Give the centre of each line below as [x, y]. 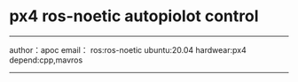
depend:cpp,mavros [46, 60]
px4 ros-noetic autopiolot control [134, 16]
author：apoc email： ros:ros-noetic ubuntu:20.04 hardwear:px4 [128, 49]
